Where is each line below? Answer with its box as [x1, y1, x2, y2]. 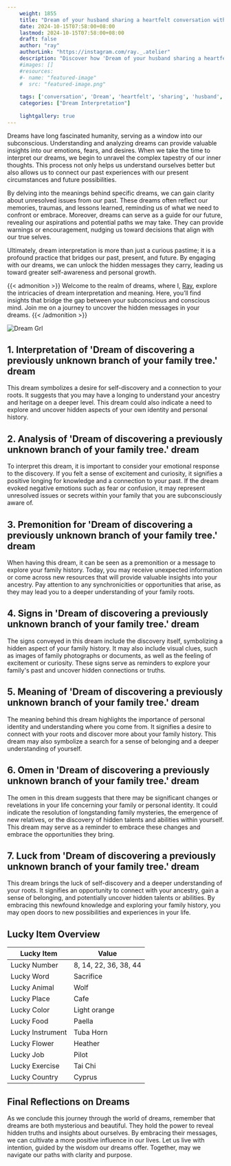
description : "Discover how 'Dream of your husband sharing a [19, 55, 201, 62]
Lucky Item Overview [7, 928, 100, 940]
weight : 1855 [19, 10, 57, 17]
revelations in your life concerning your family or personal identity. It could [7, 801, 218, 809]
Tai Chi [73, 1061, 96, 1071]
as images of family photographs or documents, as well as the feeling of [7, 651, 212, 659]
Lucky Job [10, 1050, 45, 1060]
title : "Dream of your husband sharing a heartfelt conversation [19, 17, 211, 23]
